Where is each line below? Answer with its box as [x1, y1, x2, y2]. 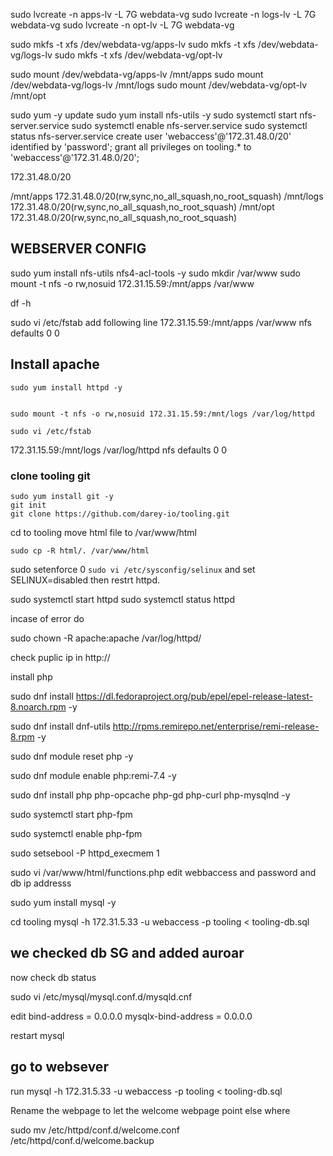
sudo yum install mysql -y [10, 896, 117, 908]
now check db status [10, 971, 97, 983]
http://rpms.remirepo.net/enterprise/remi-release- [112, 720, 320, 732]
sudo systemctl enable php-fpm [10, 827, 143, 839]
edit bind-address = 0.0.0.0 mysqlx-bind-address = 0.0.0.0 [10, 1010, 253, 1022]
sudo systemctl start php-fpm [10, 808, 133, 820]
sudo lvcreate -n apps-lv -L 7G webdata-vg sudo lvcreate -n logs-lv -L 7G [10, 9, 317, 20]
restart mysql [10, 1029, 65, 1041]
